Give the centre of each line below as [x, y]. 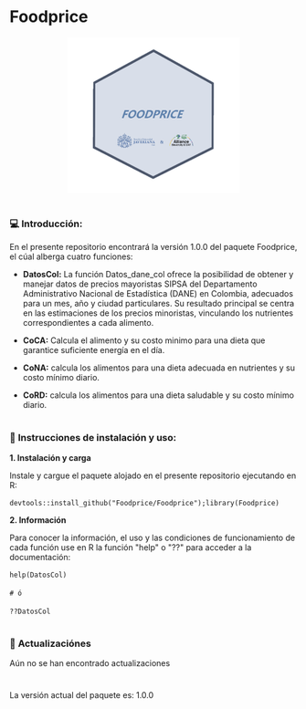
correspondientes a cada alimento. [88, 323]
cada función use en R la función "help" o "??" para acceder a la [131, 547]
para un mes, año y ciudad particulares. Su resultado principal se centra [158, 304]
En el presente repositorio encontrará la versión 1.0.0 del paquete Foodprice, [153, 247]
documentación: [40, 557]
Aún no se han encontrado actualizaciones [90, 663]
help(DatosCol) [38, 575]
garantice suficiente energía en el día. [94, 350]
